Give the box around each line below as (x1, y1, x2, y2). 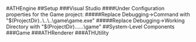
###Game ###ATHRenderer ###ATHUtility (6, 29, 109, 36)
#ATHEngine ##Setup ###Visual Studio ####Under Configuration (6, 5, 165, 12)
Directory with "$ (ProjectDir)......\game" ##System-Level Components (6, 23, 175, 30)
